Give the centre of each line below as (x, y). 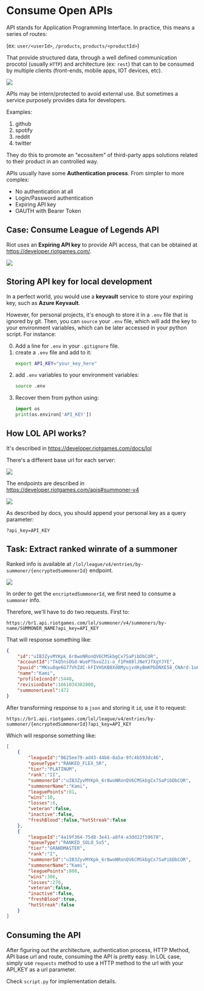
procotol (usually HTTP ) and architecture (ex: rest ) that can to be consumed (100, 64)
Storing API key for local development (80, 282)
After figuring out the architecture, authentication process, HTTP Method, (98, 950)
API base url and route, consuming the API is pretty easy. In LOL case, (94, 956)
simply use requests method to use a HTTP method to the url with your (95, 963)
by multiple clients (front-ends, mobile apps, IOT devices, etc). (84, 70)
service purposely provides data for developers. (66, 100)
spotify (24, 130)
